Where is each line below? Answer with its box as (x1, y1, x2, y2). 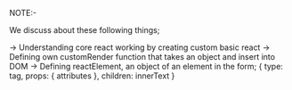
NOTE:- (9, 8, 37, 18)
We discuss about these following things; (9, 25, 160, 35)
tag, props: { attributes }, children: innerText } (9, 70, 175, 81)
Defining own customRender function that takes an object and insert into (9, 52, 276, 61)
